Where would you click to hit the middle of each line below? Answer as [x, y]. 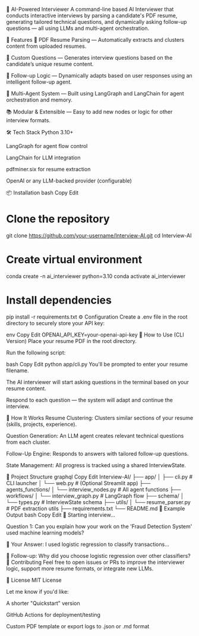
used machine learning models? [45, 532]
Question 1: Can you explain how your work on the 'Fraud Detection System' [99, 526]
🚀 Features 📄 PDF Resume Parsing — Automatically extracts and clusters [95, 40]
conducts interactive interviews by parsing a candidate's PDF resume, [92, 16]
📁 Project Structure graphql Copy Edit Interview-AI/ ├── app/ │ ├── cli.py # [99, 477]
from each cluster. [29, 442]
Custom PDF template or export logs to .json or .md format [78, 626]
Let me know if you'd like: [38, 591]
